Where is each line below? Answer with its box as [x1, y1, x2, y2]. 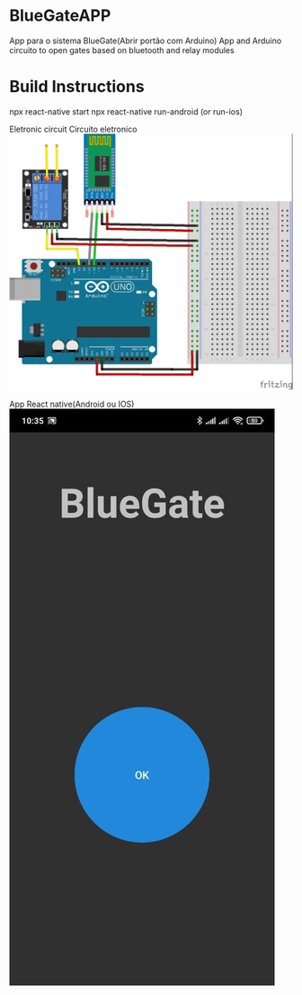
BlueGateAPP [9, 5, 111, 26]
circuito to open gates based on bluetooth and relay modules [9, 44, 235, 55]
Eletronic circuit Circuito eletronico [9, 123, 138, 134]
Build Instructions [9, 77, 146, 97]
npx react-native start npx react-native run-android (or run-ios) [9, 105, 243, 117]
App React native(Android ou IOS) [9, 398, 135, 410]
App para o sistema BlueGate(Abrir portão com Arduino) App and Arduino [9, 35, 282, 46]
